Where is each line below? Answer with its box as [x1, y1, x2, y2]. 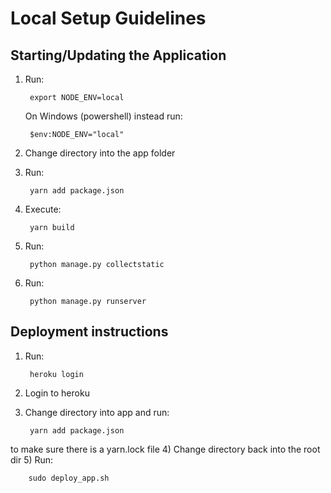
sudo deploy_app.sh [28, 473, 110, 483]
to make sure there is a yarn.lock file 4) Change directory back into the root [10, 443, 321, 455]
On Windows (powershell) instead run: [24, 110, 183, 122]
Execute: [24, 203, 62, 215]
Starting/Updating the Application [10, 47, 227, 64]
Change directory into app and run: [24, 406, 170, 418]
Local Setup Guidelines [10, 7, 207, 30]
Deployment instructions [10, 323, 169, 341]
